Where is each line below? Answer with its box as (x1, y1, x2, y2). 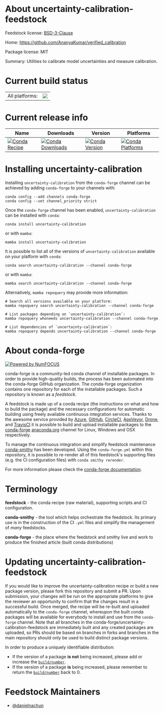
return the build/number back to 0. (12, 669, 81, 675)
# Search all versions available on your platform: (5, 299, 112, 304)
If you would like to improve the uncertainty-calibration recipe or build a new (5, 583, 159, 589)
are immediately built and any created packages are (49, 624, 154, 630)
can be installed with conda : (5, 212, 60, 218)
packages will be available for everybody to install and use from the (5, 614, 141, 620)
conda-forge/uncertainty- (93, 619, 145, 625)
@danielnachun (12, 702, 44, 708)
